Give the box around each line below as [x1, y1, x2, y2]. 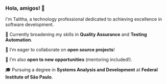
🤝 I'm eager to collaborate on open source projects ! [5, 47, 115, 53]
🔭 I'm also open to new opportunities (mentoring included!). [5, 57, 133, 63]
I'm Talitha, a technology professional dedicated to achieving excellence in [5, 16, 162, 22]
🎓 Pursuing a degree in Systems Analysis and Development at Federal [5, 67, 158, 73]
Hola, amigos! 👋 [5, 5, 45, 12]
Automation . [5, 37, 32, 43]
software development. [5, 21, 54, 27]
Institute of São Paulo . [5, 74, 53, 80]
